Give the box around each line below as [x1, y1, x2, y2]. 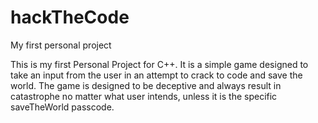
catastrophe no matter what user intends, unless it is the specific [10, 90, 278, 102]
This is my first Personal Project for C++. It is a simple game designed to [10, 58, 309, 70]
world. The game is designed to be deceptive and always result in [10, 79, 282, 91]
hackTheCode [10, 6, 130, 29]
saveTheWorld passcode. [10, 101, 115, 113]
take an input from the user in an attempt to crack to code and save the [10, 69, 303, 81]
